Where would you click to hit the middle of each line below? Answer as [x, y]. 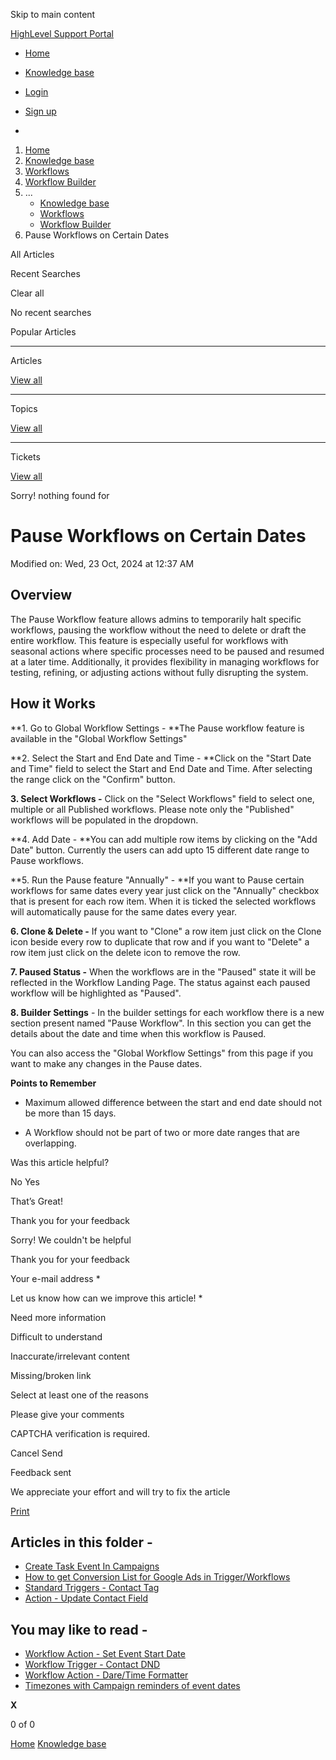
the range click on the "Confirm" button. [93, 779]
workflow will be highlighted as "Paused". [96, 993]
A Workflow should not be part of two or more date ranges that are [162, 1132]
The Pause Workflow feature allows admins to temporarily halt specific [156, 619]
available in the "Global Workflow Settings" [99, 738]
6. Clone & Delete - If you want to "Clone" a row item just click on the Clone [166, 931]
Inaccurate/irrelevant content [70, 1356]
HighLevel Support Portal [62, 33]
